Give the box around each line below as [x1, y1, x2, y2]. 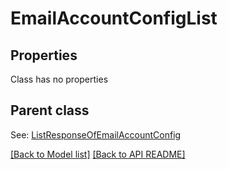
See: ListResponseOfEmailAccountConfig [10, 128, 182, 141]
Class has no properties [10, 73, 109, 85]
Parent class [10, 102, 90, 119]
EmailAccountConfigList [10, 7, 218, 30]
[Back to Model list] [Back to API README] [10, 148, 186, 160]
